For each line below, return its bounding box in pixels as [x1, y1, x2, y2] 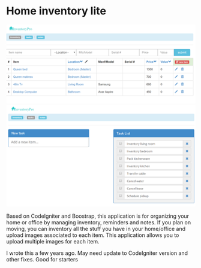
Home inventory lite [6, 4, 107, 18]
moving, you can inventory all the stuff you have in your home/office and [6, 225, 186, 232]
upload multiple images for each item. [6, 237, 100, 245]
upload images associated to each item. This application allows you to [6, 232, 179, 239]
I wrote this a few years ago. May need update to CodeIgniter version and [6, 249, 188, 257]
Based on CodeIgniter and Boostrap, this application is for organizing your [6, 212, 190, 220]
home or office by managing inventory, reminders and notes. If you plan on [6, 218, 191, 226]
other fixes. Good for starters [6, 255, 78, 263]
